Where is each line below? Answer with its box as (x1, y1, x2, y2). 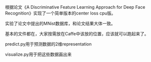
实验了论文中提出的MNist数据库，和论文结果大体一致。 (5, 21, 116, 26)
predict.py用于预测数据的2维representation (5, 41, 92, 47)
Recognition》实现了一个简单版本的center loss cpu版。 (5, 10, 116, 16)
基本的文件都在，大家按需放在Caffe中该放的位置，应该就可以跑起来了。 (5, 31, 149, 36)
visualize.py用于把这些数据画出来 (5, 51, 72, 57)
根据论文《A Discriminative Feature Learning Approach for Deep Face (5, 4, 146, 10)
